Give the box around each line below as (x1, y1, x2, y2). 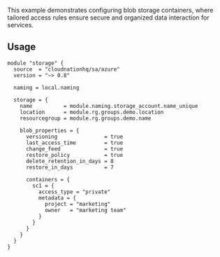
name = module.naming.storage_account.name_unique (20, 102, 198, 109)
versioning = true (25, 133, 124, 140)
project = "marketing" (44, 200, 111, 207)
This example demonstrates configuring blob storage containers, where (7, 6, 214, 14)
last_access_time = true (25, 139, 124, 146)
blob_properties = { (20, 127, 80, 134)
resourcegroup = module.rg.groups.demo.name (20, 115, 152, 122)
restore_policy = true (25, 151, 124, 158)
